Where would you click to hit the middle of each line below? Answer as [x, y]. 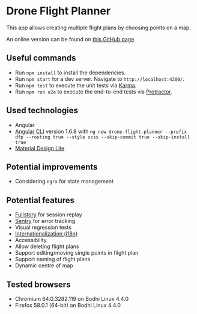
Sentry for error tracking [45, 221]
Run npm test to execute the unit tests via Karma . [76, 85]
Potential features [41, 200]
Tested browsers [38, 284]
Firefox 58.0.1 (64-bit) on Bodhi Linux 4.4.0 [68, 305]
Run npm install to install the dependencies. [70, 73]
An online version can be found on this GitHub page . [71, 39]
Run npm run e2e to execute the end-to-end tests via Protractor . [93, 92]
